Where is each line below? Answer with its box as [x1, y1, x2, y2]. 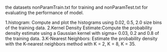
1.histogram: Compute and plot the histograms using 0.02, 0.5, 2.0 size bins [5, 20, 162, 25]
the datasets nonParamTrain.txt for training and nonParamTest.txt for [5, 5, 148, 10]
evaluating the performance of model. [5, 10, 84, 16]
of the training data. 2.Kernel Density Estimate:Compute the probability [5, 25, 152, 31]
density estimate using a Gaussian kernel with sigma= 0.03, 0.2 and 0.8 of [5, 30, 159, 36]
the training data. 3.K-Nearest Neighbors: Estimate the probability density [5, 35, 158, 41]
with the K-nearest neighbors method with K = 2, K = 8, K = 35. [5, 41, 136, 47]
